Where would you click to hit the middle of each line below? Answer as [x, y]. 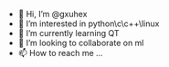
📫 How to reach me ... [60, 53]
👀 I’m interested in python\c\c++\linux [89, 24]
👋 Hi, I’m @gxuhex [53, 14]
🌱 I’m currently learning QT [69, 33]
